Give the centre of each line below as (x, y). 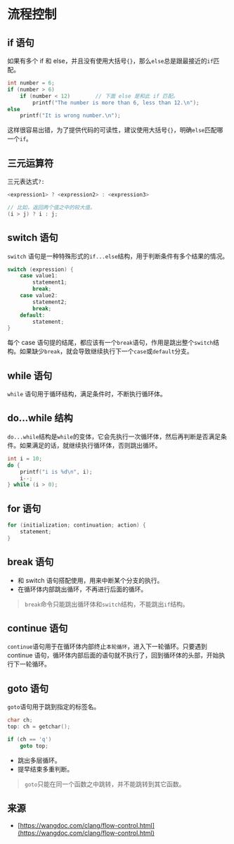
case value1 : (39, 276)
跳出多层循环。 (39, 760)
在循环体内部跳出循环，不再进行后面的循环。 (82, 589)
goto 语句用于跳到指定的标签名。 (54, 707)
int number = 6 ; (31, 83)
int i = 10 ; (25, 458)
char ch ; (20, 720)
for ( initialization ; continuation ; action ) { (77, 525)
